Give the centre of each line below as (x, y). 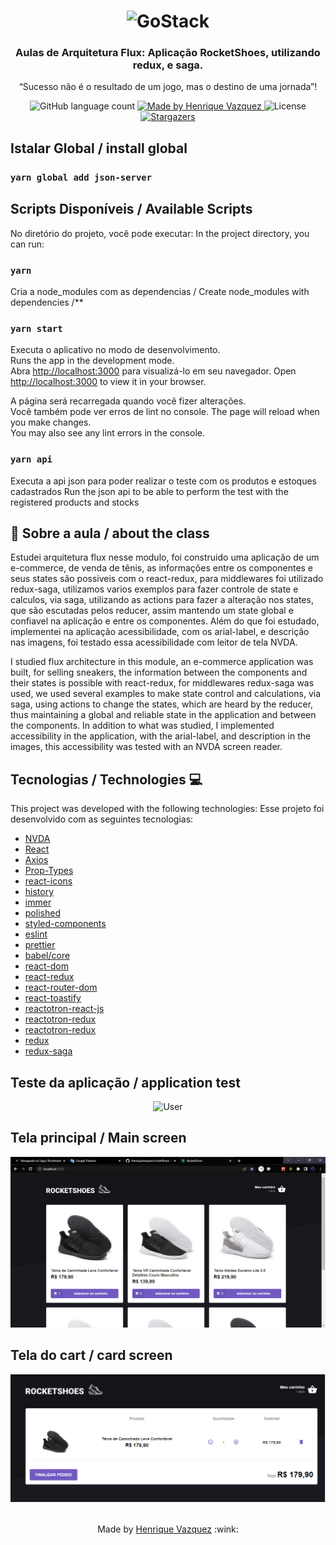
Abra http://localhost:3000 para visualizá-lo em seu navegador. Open (153, 371)
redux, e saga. (168, 65)
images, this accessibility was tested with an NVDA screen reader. (146, 747)
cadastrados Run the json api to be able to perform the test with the (149, 491)
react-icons (48, 881)
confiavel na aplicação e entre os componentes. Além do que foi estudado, (165, 621)
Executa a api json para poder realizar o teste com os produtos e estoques (163, 481)
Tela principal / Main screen (98, 1138)
